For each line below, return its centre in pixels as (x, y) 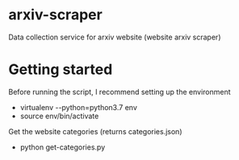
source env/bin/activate (59, 116)
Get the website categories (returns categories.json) (95, 131)
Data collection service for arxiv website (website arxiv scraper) (115, 37)
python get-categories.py (63, 147)
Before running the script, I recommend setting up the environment (120, 92)
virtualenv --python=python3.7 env (78, 107)
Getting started (61, 70)
